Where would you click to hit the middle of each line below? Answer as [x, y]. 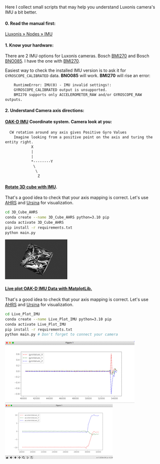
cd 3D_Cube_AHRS [21, 212]
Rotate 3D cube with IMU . [31, 187]
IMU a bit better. [21, 12]
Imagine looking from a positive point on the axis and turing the [83, 137]
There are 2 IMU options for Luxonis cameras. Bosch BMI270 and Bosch [77, 56]
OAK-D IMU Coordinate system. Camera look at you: [59, 121]
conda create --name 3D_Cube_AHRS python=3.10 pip [57, 217]
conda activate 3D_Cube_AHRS [34, 223]
